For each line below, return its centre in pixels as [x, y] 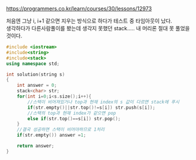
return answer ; [36, 146]
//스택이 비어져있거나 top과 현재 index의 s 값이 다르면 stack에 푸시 [103, 102]
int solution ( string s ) [36, 74]
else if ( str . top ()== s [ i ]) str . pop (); [74, 118]
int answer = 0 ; [37, 86]
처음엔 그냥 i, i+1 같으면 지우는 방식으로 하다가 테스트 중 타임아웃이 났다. [89, 21]
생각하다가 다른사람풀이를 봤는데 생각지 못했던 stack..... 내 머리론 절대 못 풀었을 [98, 28]
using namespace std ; [33, 64]
